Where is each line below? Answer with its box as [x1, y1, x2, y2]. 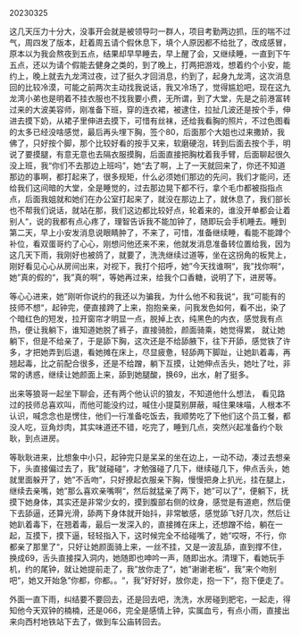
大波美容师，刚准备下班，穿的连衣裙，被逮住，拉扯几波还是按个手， [32, 105, 283, 114]
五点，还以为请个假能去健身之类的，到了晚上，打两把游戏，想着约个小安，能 [9, 60, 291, 70]
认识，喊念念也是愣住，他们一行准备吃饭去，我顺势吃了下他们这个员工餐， [9, 411, 283, 421]
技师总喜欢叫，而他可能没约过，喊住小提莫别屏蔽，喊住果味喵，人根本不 [24, 400, 291, 410]
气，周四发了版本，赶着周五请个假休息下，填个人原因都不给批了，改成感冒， [9, 38, 291, 47]
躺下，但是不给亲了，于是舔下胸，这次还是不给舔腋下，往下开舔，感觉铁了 [9, 335, 283, 346]
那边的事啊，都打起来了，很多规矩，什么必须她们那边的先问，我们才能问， [9, 172, 283, 182]
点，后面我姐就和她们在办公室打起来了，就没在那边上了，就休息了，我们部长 [9, 194, 291, 204]
